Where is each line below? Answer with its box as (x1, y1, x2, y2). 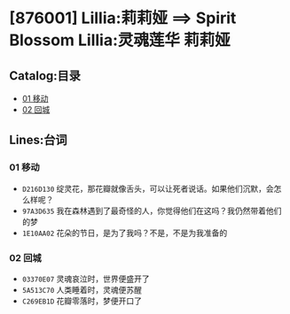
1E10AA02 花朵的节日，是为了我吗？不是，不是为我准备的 (21, 227, 228, 238)
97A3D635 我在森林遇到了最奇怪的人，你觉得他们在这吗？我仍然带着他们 (21, 205, 282, 216)
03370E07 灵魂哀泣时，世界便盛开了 (21, 273, 151, 284)
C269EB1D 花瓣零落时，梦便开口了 (21, 295, 143, 306)
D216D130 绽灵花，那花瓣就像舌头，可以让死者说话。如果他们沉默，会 (21, 183, 275, 194)
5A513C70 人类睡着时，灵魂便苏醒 (21, 284, 143, 295)
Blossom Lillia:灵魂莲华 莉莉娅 (9, 30, 231, 50)
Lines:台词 (9, 133, 67, 148)
